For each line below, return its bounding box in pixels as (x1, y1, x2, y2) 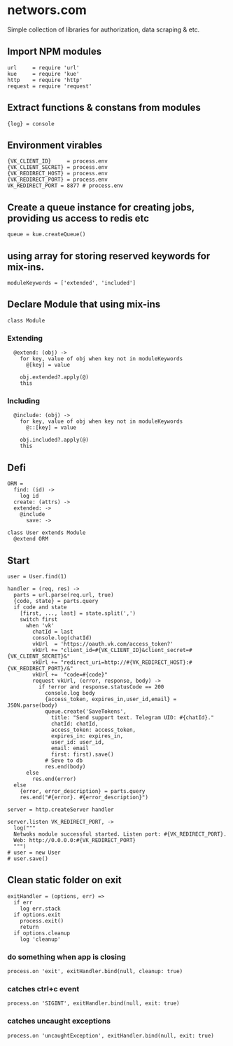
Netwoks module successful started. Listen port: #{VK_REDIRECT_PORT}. (13, 831, 227, 838)
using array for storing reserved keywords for (7, 250, 211, 261)
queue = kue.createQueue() (7, 231, 86, 238)
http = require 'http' (7, 76, 83, 83)
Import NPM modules (7, 46, 102, 57)
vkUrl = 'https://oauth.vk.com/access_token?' (32, 641, 174, 648)
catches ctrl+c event (7, 984, 80, 994)
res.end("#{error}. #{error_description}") (20, 794, 149, 801)
